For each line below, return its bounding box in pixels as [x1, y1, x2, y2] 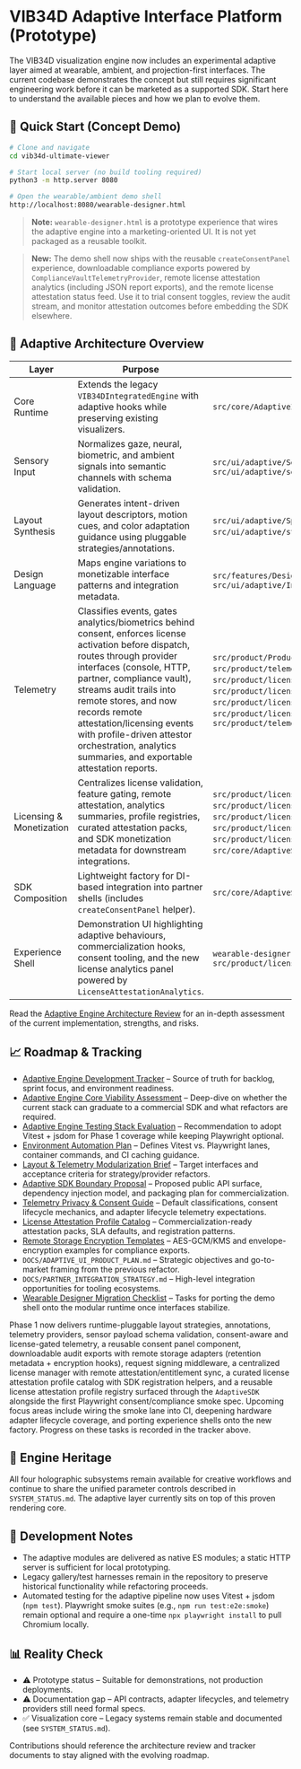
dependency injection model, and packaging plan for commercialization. [21, 1187, 289, 1198]
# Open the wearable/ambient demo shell [9, 192, 163, 201]
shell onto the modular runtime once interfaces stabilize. [21, 1301, 231, 1312]
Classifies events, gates [77, 604, 177, 617]
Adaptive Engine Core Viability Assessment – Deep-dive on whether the [21, 1092, 288, 1103]
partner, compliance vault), [77, 671, 192, 684]
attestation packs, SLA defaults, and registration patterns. [21, 1225, 236, 1236]
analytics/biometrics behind [77, 616, 195, 628]
